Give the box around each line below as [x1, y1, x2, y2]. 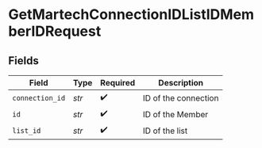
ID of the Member [142, 108, 209, 120]
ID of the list [142, 125, 188, 136]
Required [100, 78, 136, 88]
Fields [8, 54, 40, 67]
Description [158, 78, 204, 88]
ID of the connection [142, 93, 219, 104]
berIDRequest [8, 22, 102, 40]
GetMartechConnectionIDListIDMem [8, 6, 255, 24]
